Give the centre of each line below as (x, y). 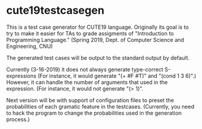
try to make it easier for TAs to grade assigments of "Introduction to (90, 33)
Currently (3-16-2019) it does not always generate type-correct (85, 69)
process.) (18, 119)
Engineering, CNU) (30, 46)
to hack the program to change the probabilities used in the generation (94, 113)
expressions (21, 76)
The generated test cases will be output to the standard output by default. (98, 58)
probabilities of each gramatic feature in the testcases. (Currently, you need (100, 106)
